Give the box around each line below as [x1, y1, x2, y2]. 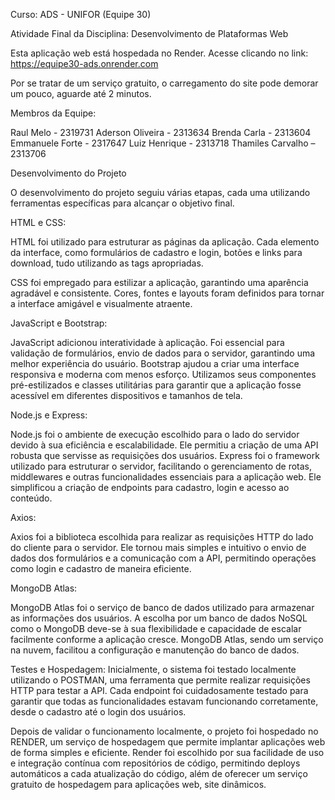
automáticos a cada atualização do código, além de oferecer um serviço [10, 768, 308, 779]
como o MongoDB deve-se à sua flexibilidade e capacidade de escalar [10, 623, 302, 634]
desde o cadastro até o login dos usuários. [10, 706, 187, 718]
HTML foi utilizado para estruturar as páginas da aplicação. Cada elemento [10, 236, 320, 248]
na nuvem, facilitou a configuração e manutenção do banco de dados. [10, 644, 300, 656]
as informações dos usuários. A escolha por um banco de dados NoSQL [10, 612, 308, 624]
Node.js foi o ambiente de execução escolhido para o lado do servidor [10, 429, 300, 440]
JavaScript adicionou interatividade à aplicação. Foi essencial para [10, 337, 285, 348]
